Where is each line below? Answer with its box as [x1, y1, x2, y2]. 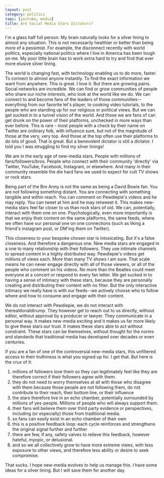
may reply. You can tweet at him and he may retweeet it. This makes [5, 199, 143, 205]
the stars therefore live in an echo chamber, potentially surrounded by [12, 395, 154, 401]
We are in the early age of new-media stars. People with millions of [5, 153, 141, 159]
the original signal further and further [12, 426, 87, 432]
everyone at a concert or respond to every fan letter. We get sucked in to [5, 272, 152, 278]
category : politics [5, 12, 45, 17]
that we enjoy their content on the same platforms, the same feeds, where [5, 215, 155, 221]
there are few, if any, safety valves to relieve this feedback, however [12, 432, 150, 438]
